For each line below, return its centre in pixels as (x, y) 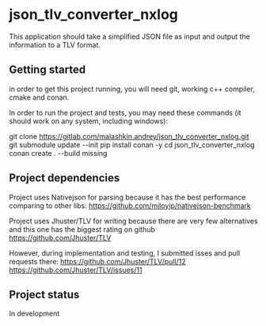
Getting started (47, 70)
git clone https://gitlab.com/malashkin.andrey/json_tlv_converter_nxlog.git (129, 136)
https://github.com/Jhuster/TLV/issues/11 (76, 270)
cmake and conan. (39, 97)
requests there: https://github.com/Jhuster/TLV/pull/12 (97, 261)
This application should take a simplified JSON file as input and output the (129, 36)
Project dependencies (65, 178)
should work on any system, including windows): (89, 121)
